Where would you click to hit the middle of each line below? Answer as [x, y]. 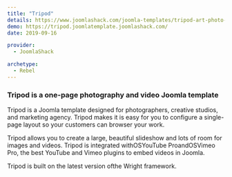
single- [214, 118]
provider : [21, 46]
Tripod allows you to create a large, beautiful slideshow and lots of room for [115, 138]
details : [20, 20]
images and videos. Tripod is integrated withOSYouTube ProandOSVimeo [111, 145]
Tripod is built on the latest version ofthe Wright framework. [92, 166]
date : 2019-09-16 [32, 33]
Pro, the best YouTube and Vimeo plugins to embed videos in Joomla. [106, 153]
